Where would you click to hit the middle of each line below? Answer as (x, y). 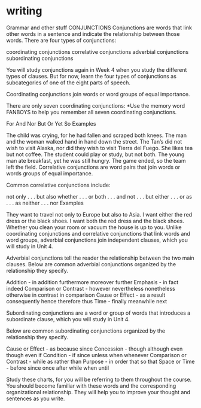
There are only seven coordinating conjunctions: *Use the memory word (96, 105)
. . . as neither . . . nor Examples (45, 203)
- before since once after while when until (58, 368)
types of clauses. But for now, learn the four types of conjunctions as (91, 76)
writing (24, 11)
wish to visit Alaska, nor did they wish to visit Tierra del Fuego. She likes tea (100, 148)
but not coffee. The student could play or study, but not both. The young (95, 154)
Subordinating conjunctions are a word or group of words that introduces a (98, 313)
